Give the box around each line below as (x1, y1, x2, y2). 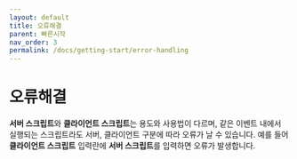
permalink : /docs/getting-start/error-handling (9, 46, 189, 55)
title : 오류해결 (9, 21, 62, 30)
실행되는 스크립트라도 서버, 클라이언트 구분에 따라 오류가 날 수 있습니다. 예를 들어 (9, 130, 289, 140)
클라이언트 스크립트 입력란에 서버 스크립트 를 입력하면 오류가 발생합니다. (9, 140, 256, 151)
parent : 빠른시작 (9, 29, 67, 38)
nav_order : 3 (9, 37, 58, 47)
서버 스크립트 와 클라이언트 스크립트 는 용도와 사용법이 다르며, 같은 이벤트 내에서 (9, 118, 282, 129)
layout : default (9, 12, 69, 22)
